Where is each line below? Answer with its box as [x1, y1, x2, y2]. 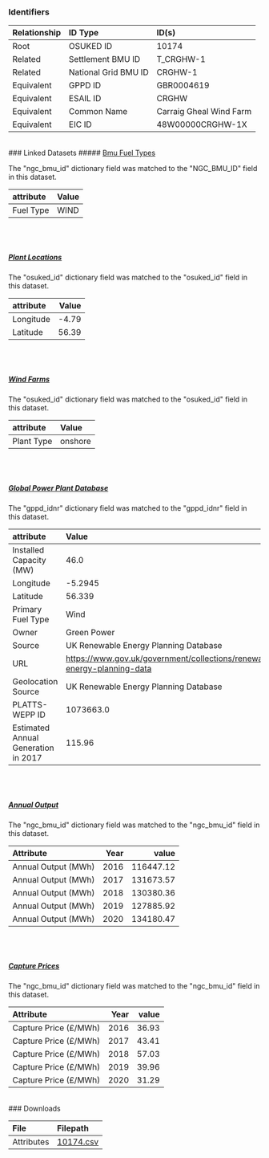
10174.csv [57, 1136, 99, 1148]
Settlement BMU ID [68, 54, 141, 65]
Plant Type [12, 436, 53, 447]
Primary [12, 604, 42, 615]
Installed [12, 544, 45, 556]
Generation [12, 742, 54, 753]
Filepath [57, 1123, 90, 1134]
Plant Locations [8, 252, 62, 262]
